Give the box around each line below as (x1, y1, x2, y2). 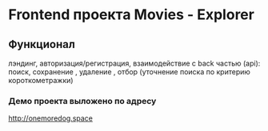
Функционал (8, 38, 76, 51)
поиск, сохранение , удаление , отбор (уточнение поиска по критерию (8, 67, 250, 77)
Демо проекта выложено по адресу (8, 95, 157, 106)
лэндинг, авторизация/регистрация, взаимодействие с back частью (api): (8, 58, 261, 68)
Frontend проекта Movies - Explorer (8, 6, 254, 24)
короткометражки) (8, 76, 74, 85)
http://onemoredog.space (8, 113, 94, 123)
